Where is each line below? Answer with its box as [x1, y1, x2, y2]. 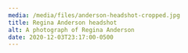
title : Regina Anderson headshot [8, 19, 117, 26]
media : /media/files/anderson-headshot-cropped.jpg [8, 11, 180, 19]
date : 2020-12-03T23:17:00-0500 [8, 33, 114, 41]
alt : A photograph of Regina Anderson [8, 26, 135, 34]
